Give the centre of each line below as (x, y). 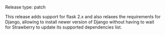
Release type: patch (25, 7)
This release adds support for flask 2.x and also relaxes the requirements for (83, 17)
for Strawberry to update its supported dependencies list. (64, 27)
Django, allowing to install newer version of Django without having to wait (80, 22)
